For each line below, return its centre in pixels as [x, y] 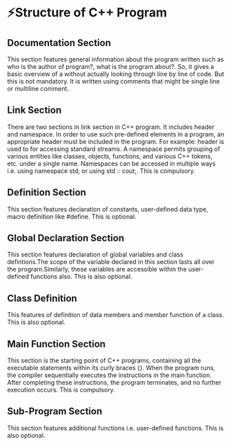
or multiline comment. [38, 89]
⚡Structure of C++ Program [87, 13]
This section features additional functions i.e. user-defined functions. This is [115, 428]
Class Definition [42, 298]
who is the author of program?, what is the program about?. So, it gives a [111, 67]
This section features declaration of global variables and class [96, 254]
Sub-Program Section [55, 411]
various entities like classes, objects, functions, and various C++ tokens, [110, 156]
